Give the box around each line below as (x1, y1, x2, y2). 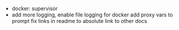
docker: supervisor (11, 5, 58, 12)
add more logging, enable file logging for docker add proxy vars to (11, 11, 173, 18)
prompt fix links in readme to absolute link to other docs (11, 18, 147, 24)
